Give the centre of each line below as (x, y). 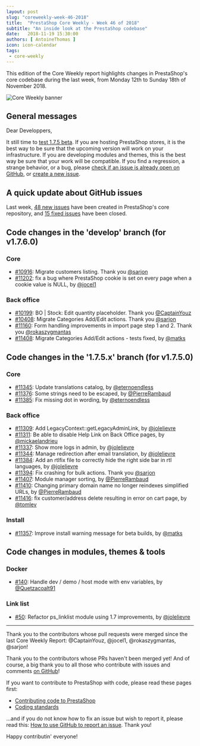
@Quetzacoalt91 (35, 588)
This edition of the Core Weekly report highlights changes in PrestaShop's (97, 73)
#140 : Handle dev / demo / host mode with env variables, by (88, 582)
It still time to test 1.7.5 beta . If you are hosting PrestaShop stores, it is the (96, 142)
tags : (13, 51)
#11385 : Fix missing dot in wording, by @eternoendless (82, 400)
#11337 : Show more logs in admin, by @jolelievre (74, 447)
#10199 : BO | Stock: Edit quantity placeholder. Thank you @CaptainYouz (103, 313)
